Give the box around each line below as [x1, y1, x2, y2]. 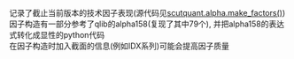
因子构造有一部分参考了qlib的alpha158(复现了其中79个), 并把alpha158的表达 [9, 18, 285, 29]
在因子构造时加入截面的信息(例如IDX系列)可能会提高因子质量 [9, 41, 230, 51]
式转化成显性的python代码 [9, 30, 104, 40]
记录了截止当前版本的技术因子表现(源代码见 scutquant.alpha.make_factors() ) [9, 8, 286, 18]
